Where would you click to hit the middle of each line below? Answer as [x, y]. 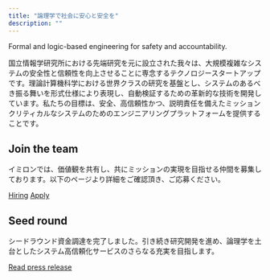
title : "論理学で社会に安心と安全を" [63, 16]
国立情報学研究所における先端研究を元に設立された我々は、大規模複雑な [128, 63]
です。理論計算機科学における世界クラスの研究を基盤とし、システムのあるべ [135, 83]
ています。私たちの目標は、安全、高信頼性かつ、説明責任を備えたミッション [135, 103]
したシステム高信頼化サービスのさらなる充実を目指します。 [121, 251]
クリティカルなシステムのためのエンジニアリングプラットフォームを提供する [135, 113]
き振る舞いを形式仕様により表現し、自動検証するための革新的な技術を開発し [135, 93]
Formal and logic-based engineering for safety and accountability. [118, 46]
